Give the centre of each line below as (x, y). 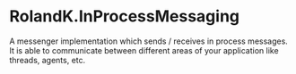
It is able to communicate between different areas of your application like (144, 50)
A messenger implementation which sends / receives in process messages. (149, 41)
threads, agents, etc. (48, 60)
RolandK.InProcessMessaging (125, 16)
